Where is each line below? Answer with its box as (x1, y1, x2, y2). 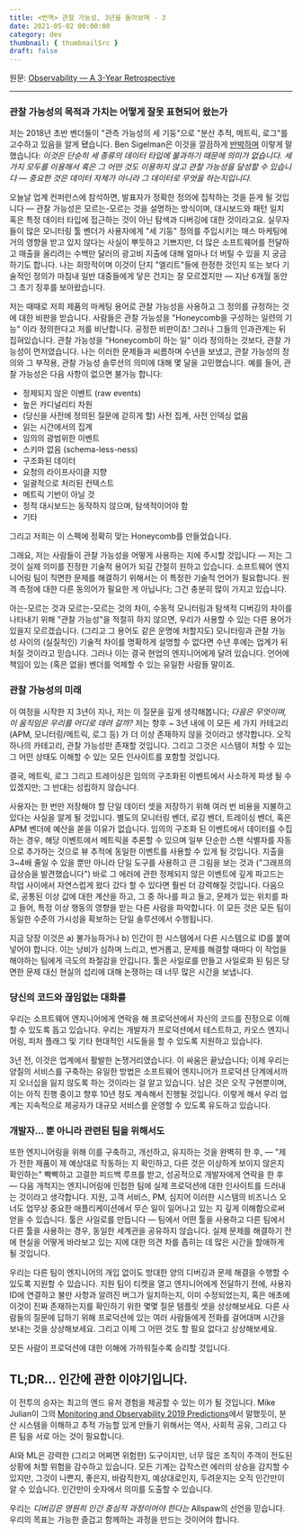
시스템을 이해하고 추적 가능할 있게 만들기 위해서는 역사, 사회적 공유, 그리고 (18, 1420, 278, 1430)
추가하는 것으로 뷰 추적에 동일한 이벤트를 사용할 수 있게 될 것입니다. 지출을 (25, 846, 285, 857)
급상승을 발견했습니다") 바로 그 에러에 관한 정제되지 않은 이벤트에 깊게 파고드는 (9, 868, 285, 879)
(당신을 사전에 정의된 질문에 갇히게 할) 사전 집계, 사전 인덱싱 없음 (22, 411, 249, 422)
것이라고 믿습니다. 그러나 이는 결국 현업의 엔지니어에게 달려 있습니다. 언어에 (25, 648, 290, 658)
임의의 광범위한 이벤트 (22, 433, 101, 444)
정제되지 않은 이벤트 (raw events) (22, 388, 142, 399)
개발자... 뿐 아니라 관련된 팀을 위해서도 (9, 1124, 165, 1137)
